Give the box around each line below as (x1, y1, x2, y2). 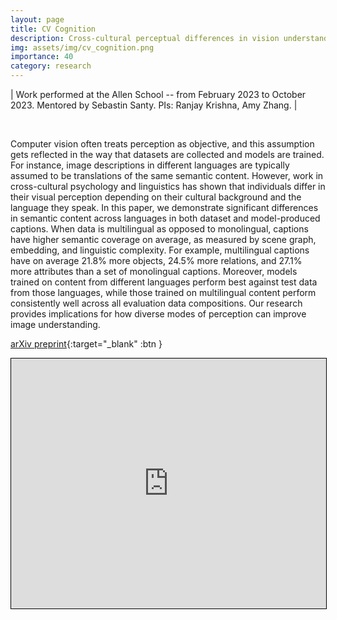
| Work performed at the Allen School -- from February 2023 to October (10, 89, 307, 100)
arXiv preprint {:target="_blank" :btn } (10, 338, 163, 350)
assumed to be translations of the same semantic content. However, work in (10, 170, 324, 181)
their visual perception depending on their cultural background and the (10, 191, 302, 203)
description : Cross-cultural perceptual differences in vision (10, 33, 280, 43)
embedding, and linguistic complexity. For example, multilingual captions (10, 244, 310, 256)
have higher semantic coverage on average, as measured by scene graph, (10, 234, 317, 245)
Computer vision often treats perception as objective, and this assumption (10, 138, 315, 150)
